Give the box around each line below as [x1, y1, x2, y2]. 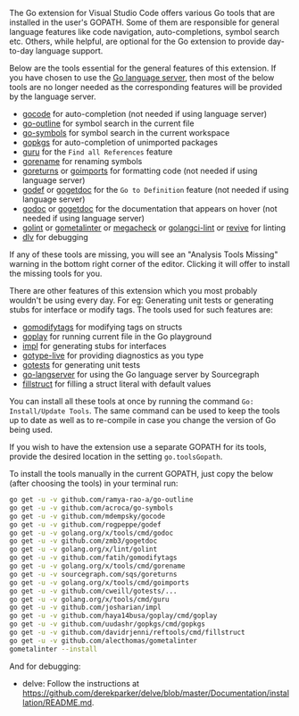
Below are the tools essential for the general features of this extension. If [9, 62, 277, 73]
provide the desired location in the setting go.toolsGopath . [9, 451, 223, 462]
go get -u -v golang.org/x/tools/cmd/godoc [9, 529, 174, 537]
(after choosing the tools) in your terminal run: [9, 478, 179, 488]
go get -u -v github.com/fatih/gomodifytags [9, 554, 178, 562]
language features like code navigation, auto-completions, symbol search [9, 27, 279, 37]
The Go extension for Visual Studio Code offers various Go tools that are [9, 8, 275, 18]
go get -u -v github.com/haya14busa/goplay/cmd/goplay [9, 612, 218, 620]
